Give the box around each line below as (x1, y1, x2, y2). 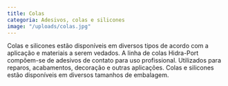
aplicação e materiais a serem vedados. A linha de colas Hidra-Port (7, 49, 199, 57)
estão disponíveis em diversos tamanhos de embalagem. (7, 71, 169, 79)
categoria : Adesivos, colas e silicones (7, 17, 126, 23)
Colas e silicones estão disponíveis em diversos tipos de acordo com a (7, 42, 209, 50)
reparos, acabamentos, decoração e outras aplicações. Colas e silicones (7, 63, 214, 72)
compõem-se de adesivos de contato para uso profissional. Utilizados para (7, 56, 221, 65)
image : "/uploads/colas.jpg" (7, 23, 91, 30)
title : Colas (7, 10, 45, 17)
